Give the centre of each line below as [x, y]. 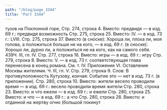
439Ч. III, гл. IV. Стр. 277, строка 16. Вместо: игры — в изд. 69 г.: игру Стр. [84, 55]
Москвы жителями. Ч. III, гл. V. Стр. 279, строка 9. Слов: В [67, 70]
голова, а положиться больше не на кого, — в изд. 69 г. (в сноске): [77, 44]
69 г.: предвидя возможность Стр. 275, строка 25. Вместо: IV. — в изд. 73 [84, 34]
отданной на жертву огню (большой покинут [53, 102]
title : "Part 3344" [25, 14]
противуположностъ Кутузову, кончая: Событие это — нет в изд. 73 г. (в [83, 76]
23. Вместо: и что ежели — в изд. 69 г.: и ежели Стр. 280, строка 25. [78, 92]
